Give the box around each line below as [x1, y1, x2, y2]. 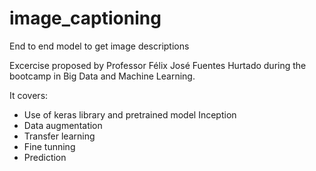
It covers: [9, 89, 49, 101]
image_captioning [9, 7, 162, 30]
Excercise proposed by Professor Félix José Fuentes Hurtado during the [9, 59, 307, 71]
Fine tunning [23, 140, 76, 152]
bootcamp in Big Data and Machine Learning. [9, 70, 196, 82]
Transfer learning [23, 130, 96, 142]
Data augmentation [23, 119, 103, 131]
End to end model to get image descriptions [9, 40, 190, 52]
